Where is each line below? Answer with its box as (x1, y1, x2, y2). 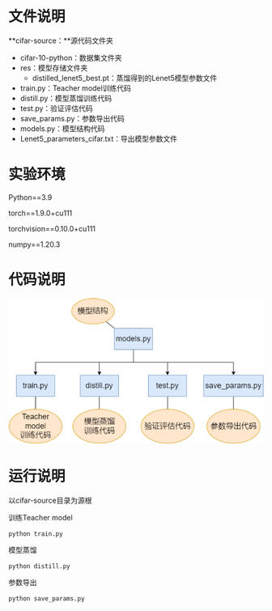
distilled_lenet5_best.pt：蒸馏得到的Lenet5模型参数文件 (32, 73, 218, 83)
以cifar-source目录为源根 (8, 495, 92, 505)
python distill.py (8, 562, 70, 571)
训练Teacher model (8, 512, 73, 522)
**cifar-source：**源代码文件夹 (8, 36, 113, 45)
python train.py (8, 529, 63, 538)
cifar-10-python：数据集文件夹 (19, 53, 123, 62)
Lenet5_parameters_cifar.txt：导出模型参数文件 (19, 134, 178, 143)
